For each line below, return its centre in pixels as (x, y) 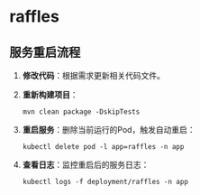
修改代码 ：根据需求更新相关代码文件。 (93, 75)
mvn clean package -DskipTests (81, 112)
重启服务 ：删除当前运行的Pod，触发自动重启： (109, 130)
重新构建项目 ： (50, 95)
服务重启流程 (45, 52)
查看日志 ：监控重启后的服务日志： (86, 165)
